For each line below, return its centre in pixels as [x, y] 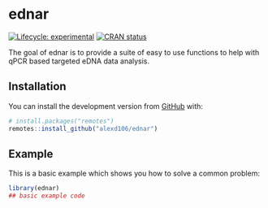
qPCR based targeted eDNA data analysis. [79, 61]
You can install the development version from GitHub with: [106, 106]
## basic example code [47, 196]
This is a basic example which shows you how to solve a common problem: [134, 173]
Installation [37, 87]
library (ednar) [34, 188]
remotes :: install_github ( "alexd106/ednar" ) [83, 128]
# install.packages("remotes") [61, 121]
